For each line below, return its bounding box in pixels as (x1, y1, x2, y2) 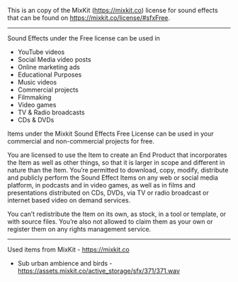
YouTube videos (17, 48, 65, 56)
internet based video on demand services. (7, 196, 131, 205)
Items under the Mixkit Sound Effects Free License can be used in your (7, 129, 214, 138)
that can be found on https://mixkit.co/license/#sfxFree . (7, 13, 171, 22)
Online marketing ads (17, 63, 80, 71)
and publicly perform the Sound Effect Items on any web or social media (7, 173, 218, 182)
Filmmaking (17, 93, 52, 102)
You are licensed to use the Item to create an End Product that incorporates (7, 151, 227, 159)
